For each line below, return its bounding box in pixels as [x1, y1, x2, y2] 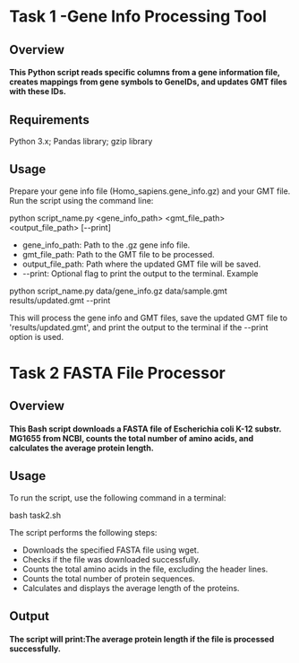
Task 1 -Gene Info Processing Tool [9, 6, 267, 27]
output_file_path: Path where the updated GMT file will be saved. [21, 258, 261, 269]
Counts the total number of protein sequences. [21, 572, 195, 584]
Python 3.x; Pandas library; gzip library [9, 135, 153, 146]
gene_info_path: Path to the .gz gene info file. [21, 240, 191, 250]
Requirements [9, 112, 90, 127]
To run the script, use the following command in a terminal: [9, 492, 226, 503]
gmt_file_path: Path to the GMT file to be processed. [21, 249, 215, 259]
